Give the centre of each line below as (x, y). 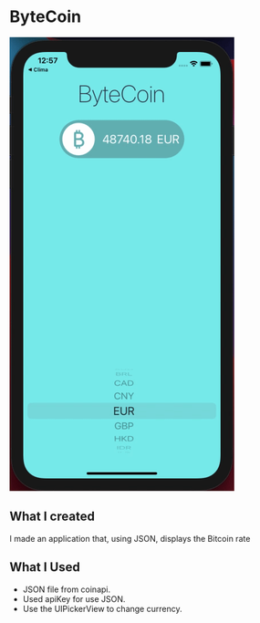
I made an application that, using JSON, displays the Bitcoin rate (130, 538)
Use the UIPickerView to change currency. (102, 608)
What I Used (45, 567)
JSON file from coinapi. (67, 589)
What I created (52, 517)
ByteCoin (46, 17)
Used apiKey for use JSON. (74, 598)
